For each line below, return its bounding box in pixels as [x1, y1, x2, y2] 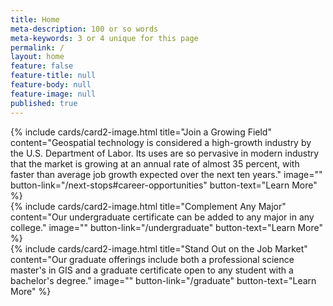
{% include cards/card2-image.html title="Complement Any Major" [10, 200, 287, 212]
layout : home [10, 52, 65, 62]
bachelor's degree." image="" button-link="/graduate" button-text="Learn [10, 274, 317, 286]
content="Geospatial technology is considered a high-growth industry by [10, 136, 312, 148]
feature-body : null [10, 80, 92, 90]
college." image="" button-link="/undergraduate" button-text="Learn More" [10, 221, 323, 233]
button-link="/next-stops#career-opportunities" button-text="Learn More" [10, 179, 318, 191]
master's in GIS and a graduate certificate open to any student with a [10, 264, 294, 276]
